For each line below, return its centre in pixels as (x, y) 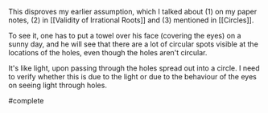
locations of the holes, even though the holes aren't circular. (108, 52)
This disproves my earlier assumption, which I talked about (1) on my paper (133, 12)
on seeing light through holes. (58, 85)
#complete (26, 101)
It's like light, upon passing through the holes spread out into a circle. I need (134, 68)
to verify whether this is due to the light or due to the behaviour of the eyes (133, 77)
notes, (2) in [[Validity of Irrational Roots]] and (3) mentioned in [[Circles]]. (131, 20)
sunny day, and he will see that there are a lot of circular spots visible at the (134, 44)
